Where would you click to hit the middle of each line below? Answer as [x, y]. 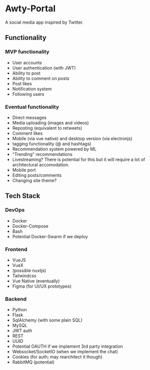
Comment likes [27, 133]
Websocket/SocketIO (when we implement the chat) [65, 352]
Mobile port [24, 170]
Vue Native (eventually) [36, 281]
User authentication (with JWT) [44, 68]
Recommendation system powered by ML [54, 149]
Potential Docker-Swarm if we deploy [50, 236]
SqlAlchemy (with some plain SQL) [47, 320]
